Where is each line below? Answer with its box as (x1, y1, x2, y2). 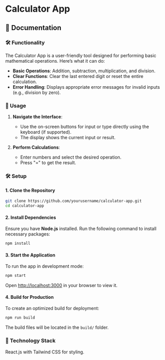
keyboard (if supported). (20, 129, 72, 135)
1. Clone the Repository (5, 187, 55, 193)
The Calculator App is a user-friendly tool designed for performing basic (5, 52, 156, 59)
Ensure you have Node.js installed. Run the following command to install (5, 225, 156, 232)
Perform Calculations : (12, 144, 60, 150)
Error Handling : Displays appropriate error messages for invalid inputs (12, 84, 160, 90)
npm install (5, 241, 30, 246)
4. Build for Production (5, 294, 54, 300)
